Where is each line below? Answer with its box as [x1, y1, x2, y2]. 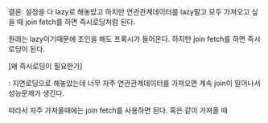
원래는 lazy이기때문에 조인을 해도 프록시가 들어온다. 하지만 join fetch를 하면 [8, 35, 246, 43]
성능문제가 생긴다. [8, 88, 65, 98]
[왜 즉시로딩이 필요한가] [8, 61, 83, 71]
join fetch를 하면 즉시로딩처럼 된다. [25, 17, 136, 27]
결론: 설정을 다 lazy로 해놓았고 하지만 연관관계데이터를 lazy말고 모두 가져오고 [8, 7, 250, 16]
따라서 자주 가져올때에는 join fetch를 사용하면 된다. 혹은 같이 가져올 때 [8, 105, 228, 115]
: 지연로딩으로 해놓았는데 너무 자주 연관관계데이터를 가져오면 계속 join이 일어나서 [8, 79, 261, 88]
